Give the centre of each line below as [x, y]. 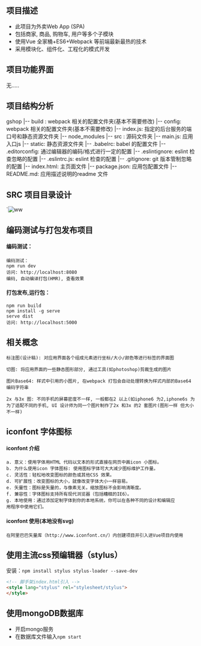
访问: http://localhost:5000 [42, 323]
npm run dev [21, 266]
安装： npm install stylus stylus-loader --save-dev [72, 571]
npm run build [24, 306]
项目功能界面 [30, 70]
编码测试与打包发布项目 [49, 230]
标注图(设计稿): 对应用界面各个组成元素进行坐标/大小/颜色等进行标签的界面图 [90, 358]
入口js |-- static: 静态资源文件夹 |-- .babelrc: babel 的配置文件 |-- [86, 144]
